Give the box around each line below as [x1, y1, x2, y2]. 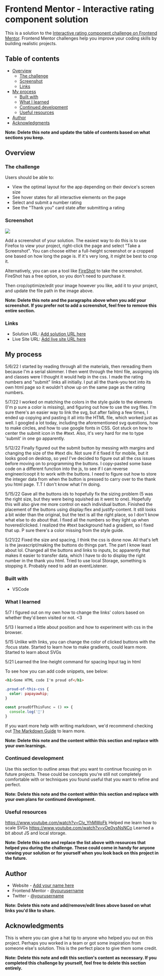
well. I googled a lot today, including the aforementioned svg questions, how [5, 420, 159, 425]
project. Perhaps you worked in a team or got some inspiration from [5, 940, 142, 946]
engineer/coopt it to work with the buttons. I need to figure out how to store [5, 471, 157, 476]
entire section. [5, 307, 36, 313]
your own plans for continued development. [5, 796, 96, 802]
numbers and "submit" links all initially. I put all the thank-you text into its [5, 379, 151, 385]
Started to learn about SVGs [5, 650, 61, 655]
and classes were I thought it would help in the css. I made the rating [5, 374, 143, 379]
